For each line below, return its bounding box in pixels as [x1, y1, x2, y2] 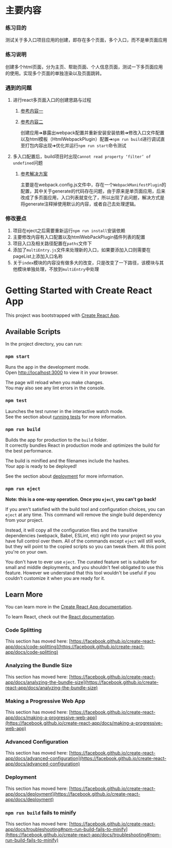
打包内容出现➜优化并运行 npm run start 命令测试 [25, 142, 127, 149]
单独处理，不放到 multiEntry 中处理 [26, 266, 99, 272]
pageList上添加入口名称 [12, 253, 63, 259]
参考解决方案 [20, 171, 48, 177]
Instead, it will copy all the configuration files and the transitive [5, 527, 138, 533]
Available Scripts [5, 327, 61, 336]
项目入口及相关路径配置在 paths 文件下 [12, 240, 92, 247]
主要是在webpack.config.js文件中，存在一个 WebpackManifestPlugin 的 [20, 182, 166, 188]
